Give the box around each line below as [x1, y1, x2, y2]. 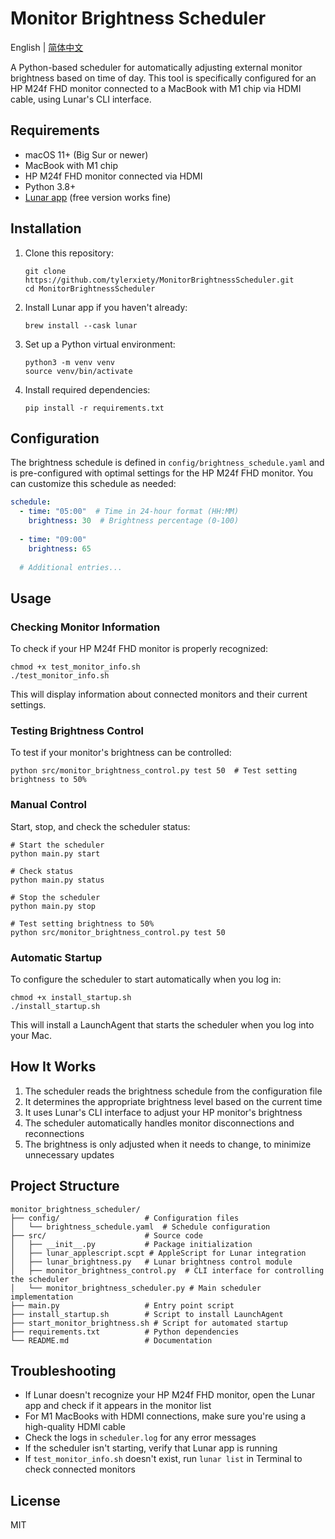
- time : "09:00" [19, 534, 87, 544]
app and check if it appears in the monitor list [24, 1400, 212, 1412]
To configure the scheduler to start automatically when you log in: [10, 973, 282, 985]
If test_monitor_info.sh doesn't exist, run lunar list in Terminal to [24, 1453, 303, 1465]
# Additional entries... [19, 562, 123, 572]
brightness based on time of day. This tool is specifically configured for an [10, 72, 317, 84]
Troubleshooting [10, 1362, 117, 1379]
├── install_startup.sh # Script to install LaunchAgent [10, 1309, 284, 1319]
